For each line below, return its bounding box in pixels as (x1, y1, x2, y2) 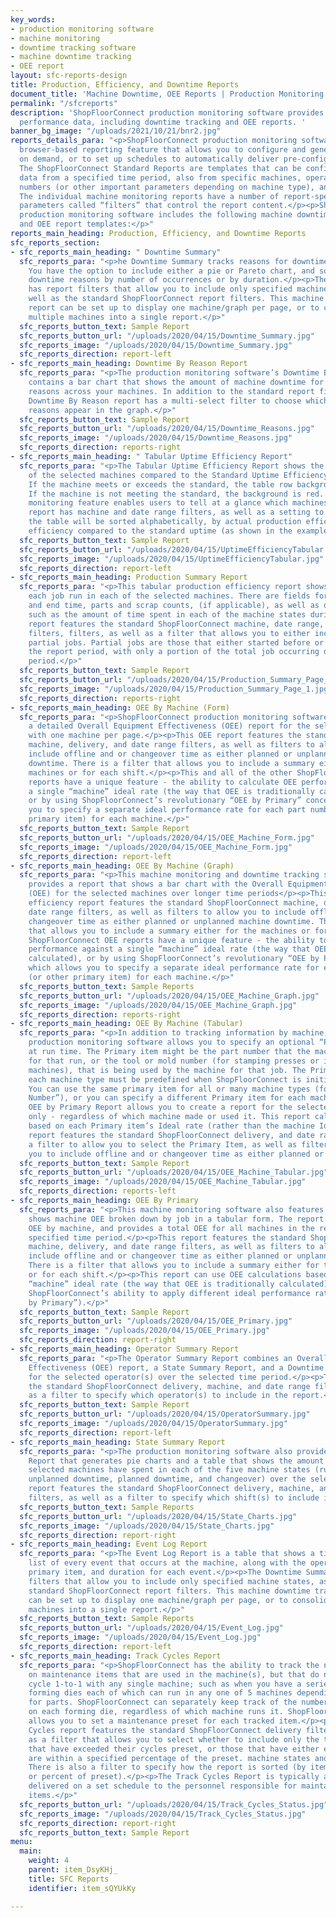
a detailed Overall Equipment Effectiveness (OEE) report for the (28, 721, 311, 731)
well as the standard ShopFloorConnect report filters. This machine (28, 294, 325, 304)
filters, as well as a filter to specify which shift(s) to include (28, 1493, 320, 1503)
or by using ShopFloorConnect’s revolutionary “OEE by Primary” (28, 796, 302, 806)
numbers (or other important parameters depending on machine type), (19, 182, 315, 192)
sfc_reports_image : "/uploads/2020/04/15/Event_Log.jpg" (19, 1632, 262, 1643)
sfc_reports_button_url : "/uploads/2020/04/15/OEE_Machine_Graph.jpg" (19, 991, 320, 1001)
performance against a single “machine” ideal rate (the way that (28, 944, 311, 955)
